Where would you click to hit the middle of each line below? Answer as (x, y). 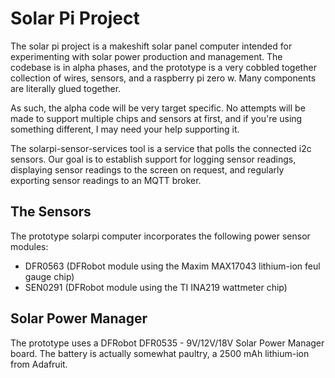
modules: (29, 246)
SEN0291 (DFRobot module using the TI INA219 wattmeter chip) (156, 287)
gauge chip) (49, 276)
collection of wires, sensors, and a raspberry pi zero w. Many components (163, 78)
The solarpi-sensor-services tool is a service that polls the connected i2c (161, 148)
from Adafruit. (39, 364)
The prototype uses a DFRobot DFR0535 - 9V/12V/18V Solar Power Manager (167, 343)
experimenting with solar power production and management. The (146, 56)
